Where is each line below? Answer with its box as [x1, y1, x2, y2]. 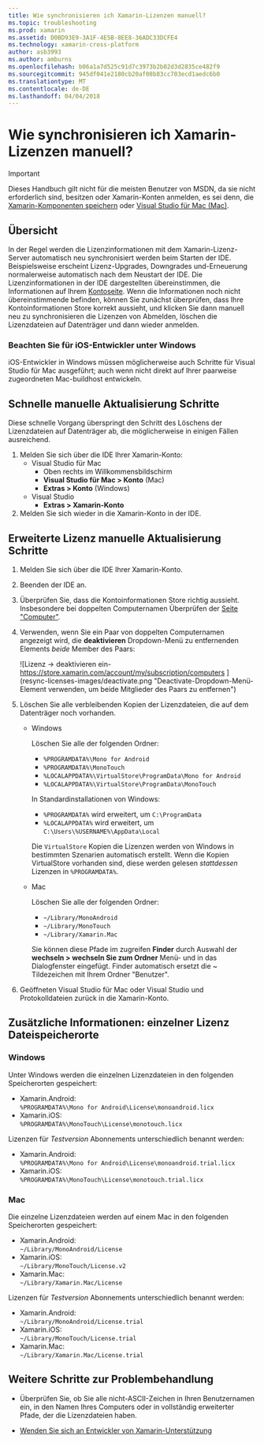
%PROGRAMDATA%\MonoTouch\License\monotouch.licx [19, 1120, 183, 1128]
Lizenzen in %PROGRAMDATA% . [31, 866, 119, 876]
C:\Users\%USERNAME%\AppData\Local [43, 827, 160, 835]
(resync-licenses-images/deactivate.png [19, 675, 152, 686]
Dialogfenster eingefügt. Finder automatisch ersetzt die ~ [31, 961, 218, 970]
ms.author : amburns [8, 56, 73, 64]
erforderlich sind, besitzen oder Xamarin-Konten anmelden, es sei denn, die [8, 192, 255, 202]
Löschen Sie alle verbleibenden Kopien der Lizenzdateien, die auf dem [19, 699, 249, 709]
